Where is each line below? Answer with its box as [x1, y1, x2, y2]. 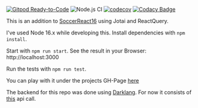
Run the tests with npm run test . [6, 65, 86, 72]
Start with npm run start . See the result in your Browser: [6, 47, 147, 54]
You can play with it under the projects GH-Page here [6, 77, 139, 84]
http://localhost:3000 [6, 54, 59, 60]
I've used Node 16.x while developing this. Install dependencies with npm [6, 29, 185, 36]
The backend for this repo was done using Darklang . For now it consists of [6, 89, 192, 96]
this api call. [6, 95, 36, 102]
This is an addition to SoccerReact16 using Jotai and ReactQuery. [6, 17, 169, 24]
